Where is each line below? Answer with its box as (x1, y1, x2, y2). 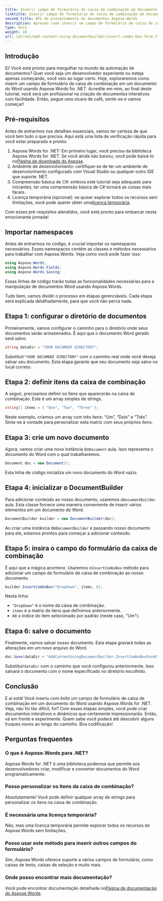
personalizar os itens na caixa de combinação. (5, 799, 98, 805)
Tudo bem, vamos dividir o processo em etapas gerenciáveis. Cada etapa (5, 293, 152, 299)
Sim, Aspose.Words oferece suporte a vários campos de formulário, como (5, 857, 153, 863)
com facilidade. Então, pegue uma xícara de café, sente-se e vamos (5, 96, 142, 102)
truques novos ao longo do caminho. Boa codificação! (5, 721, 113, 727)
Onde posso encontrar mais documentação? (5, 874, 113, 881)
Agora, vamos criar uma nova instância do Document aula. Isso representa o (5, 446, 154, 452)
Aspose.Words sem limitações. (5, 828, 67, 834)
